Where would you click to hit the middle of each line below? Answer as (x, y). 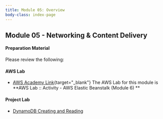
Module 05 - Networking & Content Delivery (76, 35)
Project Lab (18, 99)
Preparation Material (28, 48)
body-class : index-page (31, 15)
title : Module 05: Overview (35, 10)
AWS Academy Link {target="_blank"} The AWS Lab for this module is (85, 82)
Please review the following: (35, 59)
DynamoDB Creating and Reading (48, 111)
